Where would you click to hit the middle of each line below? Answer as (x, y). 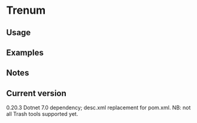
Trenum (26, 10)
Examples (25, 52)
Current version (37, 93)
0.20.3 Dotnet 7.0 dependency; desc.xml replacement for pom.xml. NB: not (99, 107)
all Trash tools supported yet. (42, 114)
